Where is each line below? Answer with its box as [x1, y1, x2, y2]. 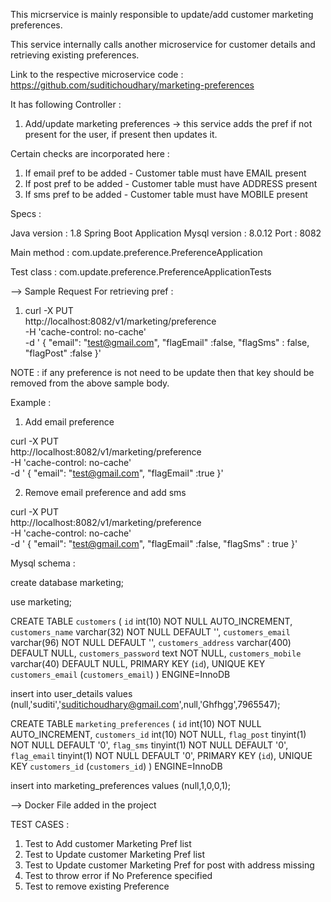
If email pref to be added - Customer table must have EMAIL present [24, 167, 307, 179]
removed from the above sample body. [10, 377, 170, 389]
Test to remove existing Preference [24, 880, 170, 892]
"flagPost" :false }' [24, 347, 102, 359]
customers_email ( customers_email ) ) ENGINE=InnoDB [10, 669, 231, 680]
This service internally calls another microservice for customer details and [10, 39, 316, 50]
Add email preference [24, 416, 115, 428]
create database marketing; [10, 577, 124, 588]
